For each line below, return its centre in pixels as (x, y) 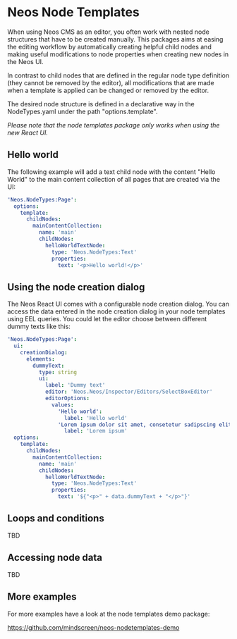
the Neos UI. (25, 61)
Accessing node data (55, 558)
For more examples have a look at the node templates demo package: (109, 614)
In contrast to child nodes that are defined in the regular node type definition (119, 75)
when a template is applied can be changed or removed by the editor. (108, 90)
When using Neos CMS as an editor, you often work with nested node (108, 32)
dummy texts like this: (39, 327)
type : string (58, 372)
